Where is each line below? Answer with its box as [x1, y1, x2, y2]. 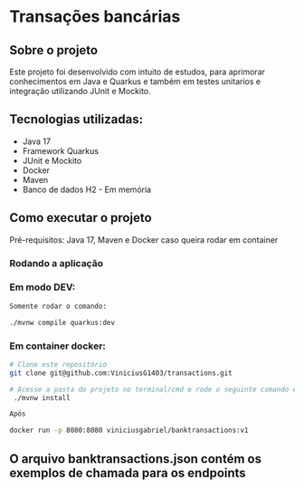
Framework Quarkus [22, 145, 100, 156]
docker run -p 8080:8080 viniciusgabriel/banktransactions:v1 [9, 426, 249, 436]
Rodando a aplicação [9, 256, 104, 269]
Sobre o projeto [9, 43, 98, 58]
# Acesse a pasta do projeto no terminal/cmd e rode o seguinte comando [9, 385, 290, 394]
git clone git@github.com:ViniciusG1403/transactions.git [9, 369, 233, 378]
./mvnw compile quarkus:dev [9, 318, 116, 327]
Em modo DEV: [9, 281, 76, 293]
